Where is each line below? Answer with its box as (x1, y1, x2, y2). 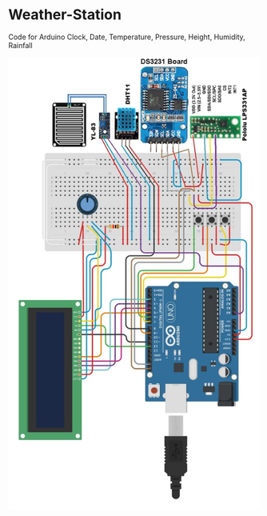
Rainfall (8, 40, 34, 50)
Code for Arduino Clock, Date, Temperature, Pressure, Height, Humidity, (8, 32, 245, 42)
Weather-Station (8, 6, 122, 24)
